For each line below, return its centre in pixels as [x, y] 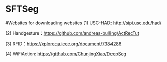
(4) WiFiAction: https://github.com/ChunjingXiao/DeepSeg [66, 54]
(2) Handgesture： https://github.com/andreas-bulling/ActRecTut [72, 33]
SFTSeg [22, 9]
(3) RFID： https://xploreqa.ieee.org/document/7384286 [63, 44]
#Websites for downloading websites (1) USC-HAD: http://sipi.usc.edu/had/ [83, 23]
